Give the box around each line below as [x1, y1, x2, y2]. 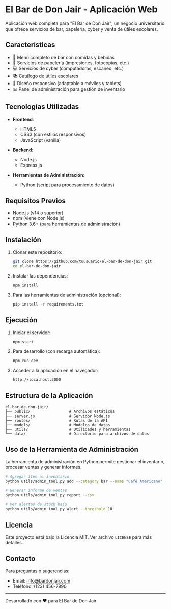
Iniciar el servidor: [12, 329, 51, 336]
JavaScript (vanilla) [20, 136, 61, 143]
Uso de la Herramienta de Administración [5, 445, 139, 454]
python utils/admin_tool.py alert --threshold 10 [5, 507, 113, 512]
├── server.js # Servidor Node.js [5, 413, 110, 419]
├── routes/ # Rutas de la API [5, 418, 108, 423]
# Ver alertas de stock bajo [5, 502, 67, 507]
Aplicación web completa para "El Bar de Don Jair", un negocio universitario [5, 20, 165, 26]
